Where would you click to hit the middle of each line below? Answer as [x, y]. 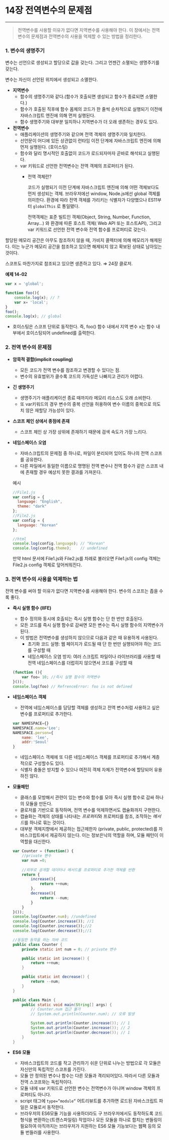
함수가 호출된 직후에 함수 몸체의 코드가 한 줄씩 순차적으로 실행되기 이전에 [91, 109]
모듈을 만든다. [39, 804]
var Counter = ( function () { [43, 851]
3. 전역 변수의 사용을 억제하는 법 [41, 579]
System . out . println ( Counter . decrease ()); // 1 [80, 1032]
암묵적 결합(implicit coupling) [43, 359]
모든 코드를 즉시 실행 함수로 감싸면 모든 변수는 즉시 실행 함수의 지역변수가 [92, 625]
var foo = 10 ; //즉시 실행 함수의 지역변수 [61, 677]
